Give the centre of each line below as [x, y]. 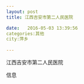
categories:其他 [25, 33]
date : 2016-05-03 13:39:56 [42, 28]
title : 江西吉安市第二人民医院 [40, 17]
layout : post [22, 12]
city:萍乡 [17, 39]
